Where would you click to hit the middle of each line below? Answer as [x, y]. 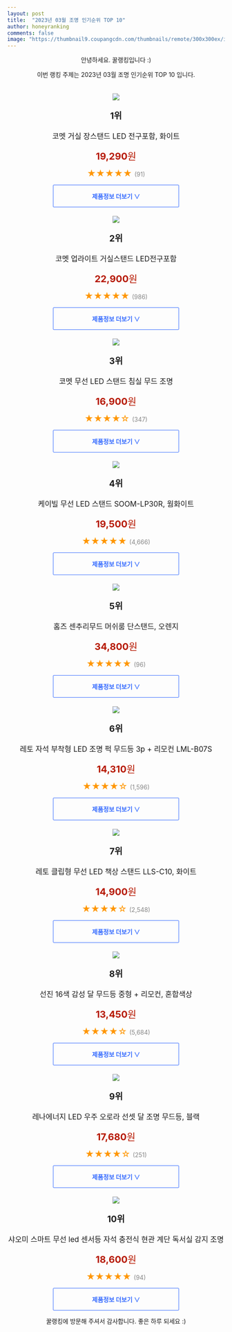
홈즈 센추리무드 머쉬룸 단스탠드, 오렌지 [116, 626]
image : [17, 40]
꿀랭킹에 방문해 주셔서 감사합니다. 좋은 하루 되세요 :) [116, 1322]
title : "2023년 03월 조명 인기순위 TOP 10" [66, 20]
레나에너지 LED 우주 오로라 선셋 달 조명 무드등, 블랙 [116, 1117]
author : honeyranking [38, 26]
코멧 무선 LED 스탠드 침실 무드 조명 [116, 382]
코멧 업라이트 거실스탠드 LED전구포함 [116, 259]
